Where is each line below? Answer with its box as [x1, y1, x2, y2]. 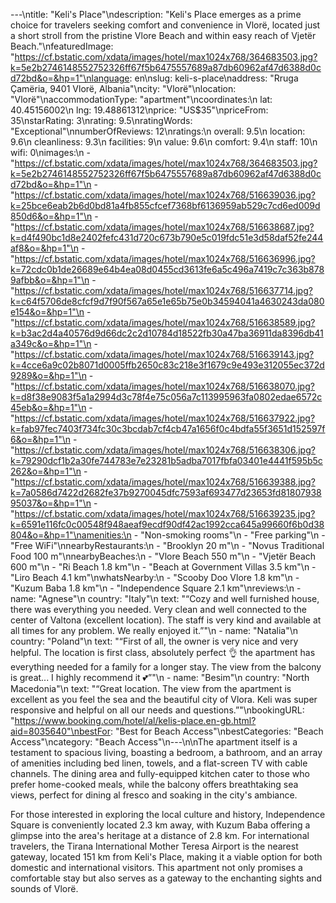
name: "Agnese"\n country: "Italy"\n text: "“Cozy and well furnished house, [10, 593, 320, 604]
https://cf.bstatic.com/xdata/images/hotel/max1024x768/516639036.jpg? [14, 189, 316, 201]
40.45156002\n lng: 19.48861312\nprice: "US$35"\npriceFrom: [10, 104, 269, 116]
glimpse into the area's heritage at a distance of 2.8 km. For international [10, 830, 310, 841]
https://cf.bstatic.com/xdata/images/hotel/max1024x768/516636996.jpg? [14, 253, 316, 264]
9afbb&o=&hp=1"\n [10, 274, 90, 286]
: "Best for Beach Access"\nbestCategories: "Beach [110, 725, 324, 737]
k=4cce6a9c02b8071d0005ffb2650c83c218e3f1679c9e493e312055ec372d [10, 359, 325, 371]
